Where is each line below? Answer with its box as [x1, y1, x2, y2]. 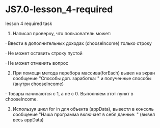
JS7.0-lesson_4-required [5, 4, 113, 15]
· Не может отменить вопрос [5, 60, 69, 66]
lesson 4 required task [5, 20, 52, 27]
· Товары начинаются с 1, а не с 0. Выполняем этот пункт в [5, 90, 134, 96]
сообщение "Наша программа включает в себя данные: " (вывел [12, 111, 155, 117]
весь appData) [12, 116, 44, 123]
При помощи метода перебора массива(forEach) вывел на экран [12, 70, 155, 76]
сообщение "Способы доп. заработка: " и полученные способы [12, 75, 152, 81]
